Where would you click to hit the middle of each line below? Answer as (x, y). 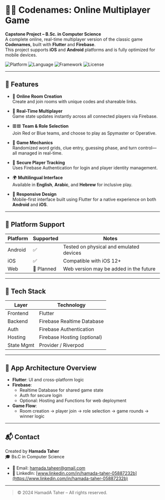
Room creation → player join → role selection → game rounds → (84, 411)
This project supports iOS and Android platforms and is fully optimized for (80, 50)
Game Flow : (25, 406)
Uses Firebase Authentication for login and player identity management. (85, 168)
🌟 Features (22, 85)
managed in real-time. (40, 153)
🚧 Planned (44, 268)
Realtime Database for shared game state (61, 390)
